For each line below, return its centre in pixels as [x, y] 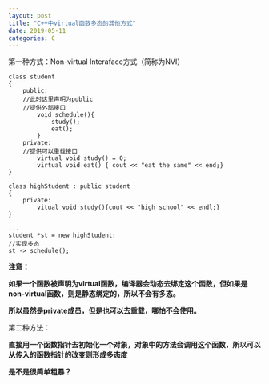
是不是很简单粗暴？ [40, 372]
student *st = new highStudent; [62, 236]
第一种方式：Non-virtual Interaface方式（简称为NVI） [96, 62]
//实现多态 [24, 244]
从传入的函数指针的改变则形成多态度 [68, 355]
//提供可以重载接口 [50, 152]
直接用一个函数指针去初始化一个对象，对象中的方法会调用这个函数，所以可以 [134, 345]
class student [32, 77]
